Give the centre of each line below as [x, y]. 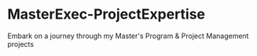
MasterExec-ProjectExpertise [106, 14]
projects [21, 44]
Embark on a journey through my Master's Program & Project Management [128, 36]
